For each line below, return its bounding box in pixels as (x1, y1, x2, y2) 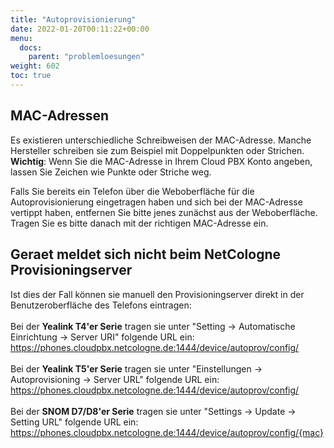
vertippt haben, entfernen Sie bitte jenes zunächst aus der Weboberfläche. (10, 206, 318, 218)
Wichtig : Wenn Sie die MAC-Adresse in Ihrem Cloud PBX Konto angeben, (10, 155, 313, 167)
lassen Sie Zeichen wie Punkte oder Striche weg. (10, 166, 212, 178)
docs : (19, 42, 43, 53)
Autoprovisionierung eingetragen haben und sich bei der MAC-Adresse (10, 196, 303, 208)
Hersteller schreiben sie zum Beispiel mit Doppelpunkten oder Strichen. (10, 144, 305, 156)
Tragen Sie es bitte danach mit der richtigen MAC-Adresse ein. (10, 217, 269, 229)
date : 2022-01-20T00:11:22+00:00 (10, 24, 150, 34)
